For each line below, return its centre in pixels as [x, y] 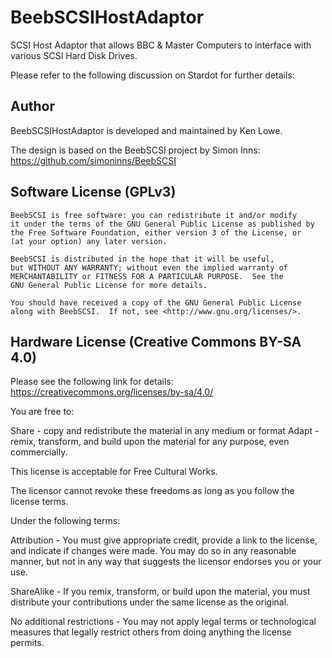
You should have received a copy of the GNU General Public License [156, 302]
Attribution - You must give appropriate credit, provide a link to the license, [164, 540]
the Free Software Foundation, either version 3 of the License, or [156, 232]
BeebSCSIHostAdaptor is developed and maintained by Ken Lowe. [146, 130]
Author [32, 106]
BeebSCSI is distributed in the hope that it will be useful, [142, 259]
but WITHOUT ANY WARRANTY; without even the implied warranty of [149, 267]
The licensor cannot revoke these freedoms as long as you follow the [152, 491]
